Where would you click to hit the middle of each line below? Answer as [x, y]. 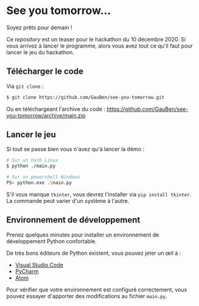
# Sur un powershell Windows [43, 177]
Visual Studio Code [39, 265]
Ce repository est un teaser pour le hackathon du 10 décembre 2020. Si [96, 39]
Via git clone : [25, 86]
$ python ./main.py [31, 166]
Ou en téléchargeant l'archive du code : [56, 109]
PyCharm [27, 271]
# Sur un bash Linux [33, 160]
